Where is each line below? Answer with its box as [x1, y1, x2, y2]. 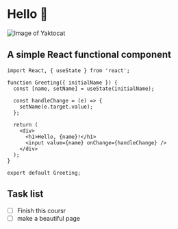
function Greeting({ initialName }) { [7, 79, 118, 86]
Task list [7, 188, 44, 200]
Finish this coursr [16, 206, 66, 215]
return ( [13, 121, 38, 128]
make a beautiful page [16, 214, 81, 222]
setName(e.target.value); [19, 103, 94, 110]
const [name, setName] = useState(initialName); [13, 85, 155, 92]
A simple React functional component [7, 49, 172, 61]
